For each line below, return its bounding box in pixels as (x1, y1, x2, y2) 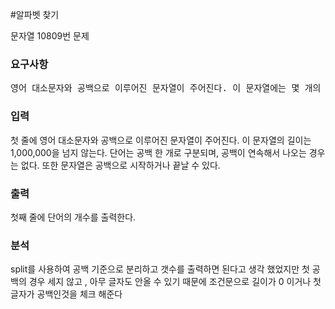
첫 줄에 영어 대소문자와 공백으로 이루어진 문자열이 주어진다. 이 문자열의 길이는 (10, 134, 312, 146)
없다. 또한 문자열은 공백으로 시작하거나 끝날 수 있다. (20, 159, 221, 171)
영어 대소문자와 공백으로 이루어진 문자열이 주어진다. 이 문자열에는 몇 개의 (10, 83, 322, 94)
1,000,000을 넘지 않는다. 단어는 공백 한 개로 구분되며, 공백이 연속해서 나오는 (10, 146, 307, 158)
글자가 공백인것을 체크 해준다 (10, 288, 123, 300)
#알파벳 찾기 (10, 9, 60, 20)
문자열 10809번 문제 (10, 30, 90, 42)
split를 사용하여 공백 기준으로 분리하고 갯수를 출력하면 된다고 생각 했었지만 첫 (10, 263, 310, 275)
